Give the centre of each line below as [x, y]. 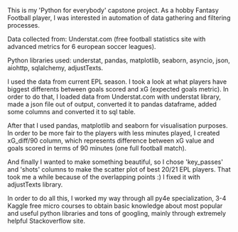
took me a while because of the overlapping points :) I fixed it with [104, 177]
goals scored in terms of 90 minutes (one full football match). [97, 148]
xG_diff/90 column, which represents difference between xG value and [111, 140]
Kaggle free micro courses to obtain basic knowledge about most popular [115, 206]
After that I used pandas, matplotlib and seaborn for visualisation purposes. [118, 126]
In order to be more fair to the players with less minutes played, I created [114, 133]
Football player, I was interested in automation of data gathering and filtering [119, 18]
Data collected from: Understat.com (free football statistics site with [107, 39]
